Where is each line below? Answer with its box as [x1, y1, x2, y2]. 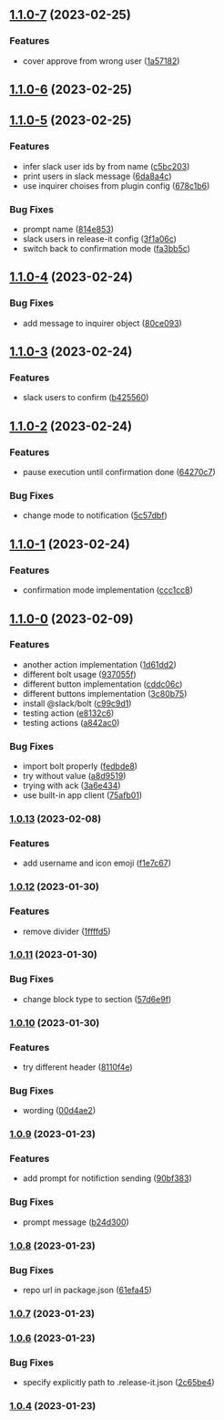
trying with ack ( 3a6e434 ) [22, 780, 121, 792]
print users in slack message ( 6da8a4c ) [22, 171, 172, 181]
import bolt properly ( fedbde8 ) [22, 761, 138, 772]
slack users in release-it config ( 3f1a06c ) [22, 233, 178, 244]
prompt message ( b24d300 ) [22, 1217, 129, 1228]
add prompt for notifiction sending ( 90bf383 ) [22, 1173, 193, 1184]
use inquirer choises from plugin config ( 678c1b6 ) [22, 180, 210, 191]
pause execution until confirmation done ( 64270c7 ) [22, 467, 216, 478]
